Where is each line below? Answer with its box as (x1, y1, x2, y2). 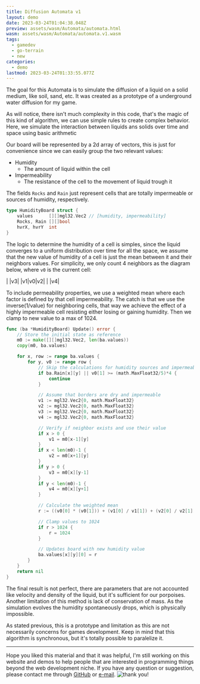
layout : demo (6, 14, 39, 20)
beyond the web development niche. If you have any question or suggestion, (6, 664, 195, 671)
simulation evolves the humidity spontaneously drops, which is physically (6, 604, 186, 611)
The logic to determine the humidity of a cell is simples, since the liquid (6, 240, 180, 248)
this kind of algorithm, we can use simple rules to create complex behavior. (6, 117, 190, 124)
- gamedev (11, 42, 36, 48)
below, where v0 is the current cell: (6, 266, 92, 273)
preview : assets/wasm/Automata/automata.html (6, 25, 121, 32)
